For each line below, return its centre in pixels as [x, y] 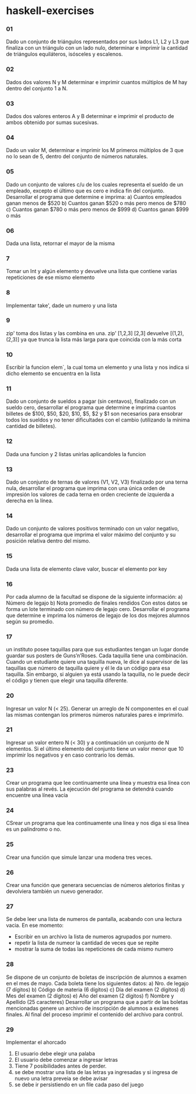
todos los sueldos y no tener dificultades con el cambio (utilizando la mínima [98, 420]
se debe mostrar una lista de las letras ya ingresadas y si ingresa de [96, 1072]
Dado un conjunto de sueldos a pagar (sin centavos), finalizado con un [91, 401]
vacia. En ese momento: [35, 926]
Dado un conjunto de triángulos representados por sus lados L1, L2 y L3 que [98, 42]
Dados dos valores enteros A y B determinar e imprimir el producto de [90, 116]
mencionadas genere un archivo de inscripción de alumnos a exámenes [92, 1008]
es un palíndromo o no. [34, 829]
